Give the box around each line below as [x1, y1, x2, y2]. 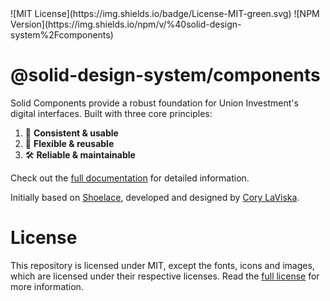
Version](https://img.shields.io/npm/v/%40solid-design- [10, 18, 242, 30]
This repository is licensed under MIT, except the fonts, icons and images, [10, 259, 315, 271]
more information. [10, 280, 84, 292]
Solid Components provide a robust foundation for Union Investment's [10, 97, 299, 109]
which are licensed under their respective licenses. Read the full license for [10, 270, 320, 282]
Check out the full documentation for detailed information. [10, 172, 250, 184]
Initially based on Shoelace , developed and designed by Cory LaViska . [10, 191, 300, 203]
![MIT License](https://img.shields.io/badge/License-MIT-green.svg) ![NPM [10, 8, 320, 19]
